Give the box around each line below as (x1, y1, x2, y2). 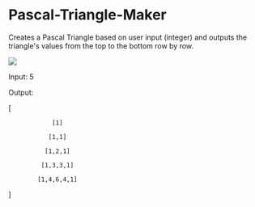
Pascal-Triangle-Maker (8, 6, 168, 24)
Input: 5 (8, 71, 34, 82)
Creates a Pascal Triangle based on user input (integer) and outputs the (8, 32, 248, 42)
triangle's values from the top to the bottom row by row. (8, 40, 194, 50)
